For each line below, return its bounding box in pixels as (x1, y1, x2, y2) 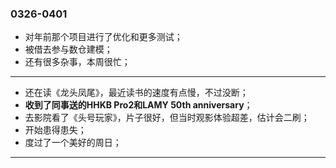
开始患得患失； (24, 124, 87, 136)
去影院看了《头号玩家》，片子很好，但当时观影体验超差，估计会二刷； (24, 112, 310, 124)
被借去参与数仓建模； (24, 43, 113, 56)
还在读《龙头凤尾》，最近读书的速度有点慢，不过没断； (24, 87, 249, 99)
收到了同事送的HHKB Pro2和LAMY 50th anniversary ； (24, 99, 253, 111)
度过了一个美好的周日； (24, 137, 122, 149)
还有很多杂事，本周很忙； (24, 56, 131, 68)
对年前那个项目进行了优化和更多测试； (24, 31, 183, 43)
